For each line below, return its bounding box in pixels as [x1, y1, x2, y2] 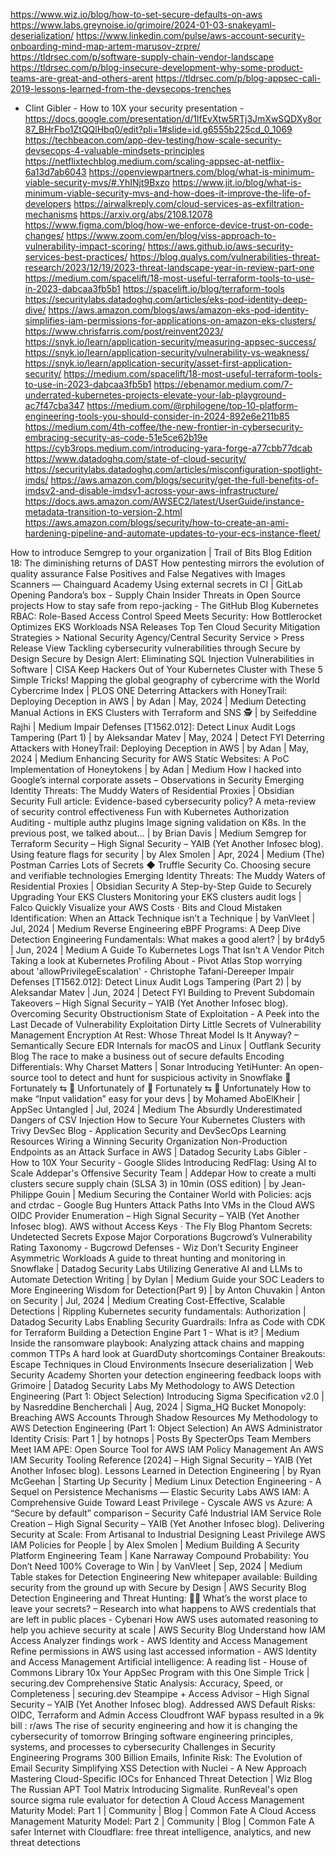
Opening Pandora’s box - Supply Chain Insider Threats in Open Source [10, 589, 302, 601]
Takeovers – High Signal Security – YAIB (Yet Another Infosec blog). [10, 997, 289, 1009]
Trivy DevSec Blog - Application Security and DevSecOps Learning [10, 1125, 287, 1136]
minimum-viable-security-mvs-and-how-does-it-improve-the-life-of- [24, 187, 312, 199]
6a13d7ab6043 [24, 166, 87, 178]
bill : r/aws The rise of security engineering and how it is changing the [10, 1720, 298, 1731]
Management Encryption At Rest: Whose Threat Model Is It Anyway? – [10, 1029, 299, 1041]
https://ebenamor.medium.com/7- [153, 379, 293, 390]
